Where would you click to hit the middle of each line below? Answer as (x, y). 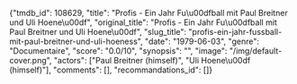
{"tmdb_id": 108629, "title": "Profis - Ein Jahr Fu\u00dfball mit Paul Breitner (148, 13)
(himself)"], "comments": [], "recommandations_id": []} (111, 70)
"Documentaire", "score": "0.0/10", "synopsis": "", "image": (118, 51)
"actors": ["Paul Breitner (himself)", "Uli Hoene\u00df (152, 60)
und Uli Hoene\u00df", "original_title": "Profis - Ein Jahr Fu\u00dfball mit (143, 22)
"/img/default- (256, 51)
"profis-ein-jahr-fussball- (235, 32)
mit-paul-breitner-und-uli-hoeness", (76, 41)
